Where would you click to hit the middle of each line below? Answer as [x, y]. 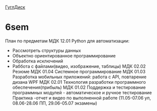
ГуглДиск [15, 7]
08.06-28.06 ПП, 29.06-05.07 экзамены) [55, 103]
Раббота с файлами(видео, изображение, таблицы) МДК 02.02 [79, 66]
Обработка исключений [38, 61]
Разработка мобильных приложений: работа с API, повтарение [79, 77]
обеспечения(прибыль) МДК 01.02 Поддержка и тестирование [79, 87]
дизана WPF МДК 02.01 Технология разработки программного [79, 82]
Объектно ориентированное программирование [64, 55]
